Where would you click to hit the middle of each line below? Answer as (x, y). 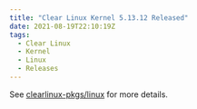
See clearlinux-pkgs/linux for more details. (89, 94)
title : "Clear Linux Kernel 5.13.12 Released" (99, 18)
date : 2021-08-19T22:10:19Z (63, 26)
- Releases (38, 69)
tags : (20, 35)
